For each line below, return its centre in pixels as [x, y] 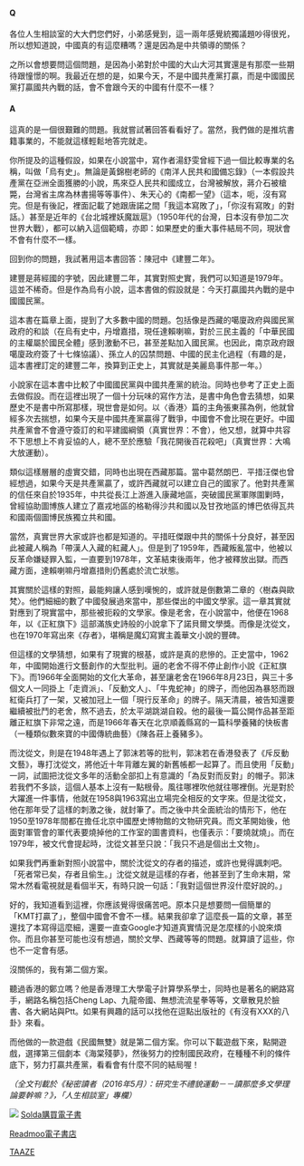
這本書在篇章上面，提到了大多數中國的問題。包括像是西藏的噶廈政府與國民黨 [152, 320]
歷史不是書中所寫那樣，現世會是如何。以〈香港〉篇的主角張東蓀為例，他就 [148, 407]
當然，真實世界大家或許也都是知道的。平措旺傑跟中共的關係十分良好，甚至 [148, 537]
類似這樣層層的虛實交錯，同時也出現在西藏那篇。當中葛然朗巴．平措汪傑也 [148, 472]
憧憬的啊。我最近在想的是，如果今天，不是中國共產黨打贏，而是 [144, 76]
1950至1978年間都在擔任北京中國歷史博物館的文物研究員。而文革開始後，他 [150, 821]
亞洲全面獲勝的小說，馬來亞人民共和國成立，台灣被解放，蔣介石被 [156, 183]
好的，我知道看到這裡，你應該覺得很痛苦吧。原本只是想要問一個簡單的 [140, 905]
